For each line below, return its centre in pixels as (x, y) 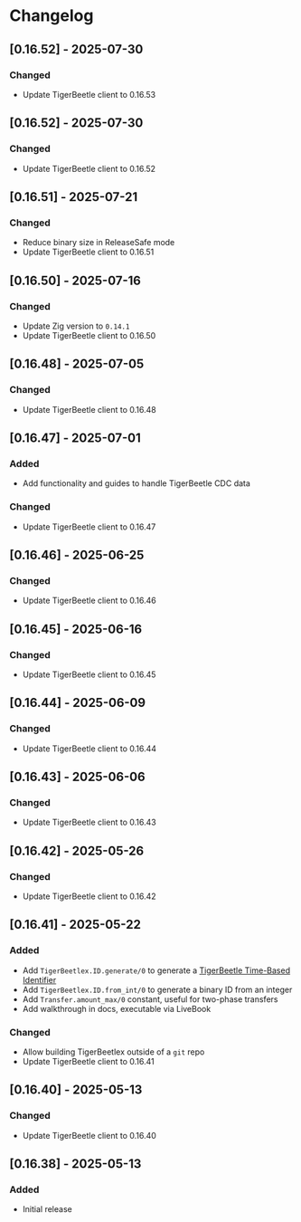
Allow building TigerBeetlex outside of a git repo (113, 1052)
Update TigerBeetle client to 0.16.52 (89, 168)
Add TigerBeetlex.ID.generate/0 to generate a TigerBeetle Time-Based (156, 970)
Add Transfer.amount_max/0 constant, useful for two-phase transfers (150, 999)
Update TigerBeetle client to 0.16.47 (89, 527)
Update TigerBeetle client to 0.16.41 (89, 1062)
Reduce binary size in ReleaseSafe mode (99, 243)
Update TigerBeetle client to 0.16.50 (89, 335)
